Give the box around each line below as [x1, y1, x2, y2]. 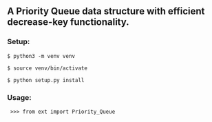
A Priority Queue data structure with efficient [7, 6, 205, 17]
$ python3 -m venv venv [7, 52, 76, 59]
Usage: [7, 92, 32, 102]
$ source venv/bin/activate [7, 65, 88, 72]
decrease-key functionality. [7, 17, 129, 28]
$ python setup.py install [7, 77, 85, 83]
